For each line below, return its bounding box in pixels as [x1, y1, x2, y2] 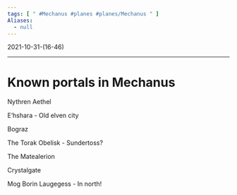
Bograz [7, 125, 29, 134]
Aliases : [7, 17, 33, 24]
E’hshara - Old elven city [7, 111, 79, 120]
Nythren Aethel [7, 97, 51, 106]
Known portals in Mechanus [7, 74, 176, 90]
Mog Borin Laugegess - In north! [7, 179, 102, 188]
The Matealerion [7, 153, 55, 161]
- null [13, 23, 33, 30]
